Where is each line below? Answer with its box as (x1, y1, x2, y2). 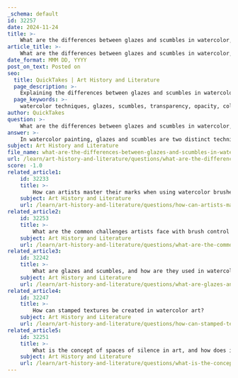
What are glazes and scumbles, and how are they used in (33, 267, 204, 274)
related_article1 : (7, 168, 62, 176)
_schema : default (7, 10, 59, 18)
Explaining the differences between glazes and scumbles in (20, 89, 201, 96)
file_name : (7, 149, 40, 156)
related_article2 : (7, 209, 62, 216)
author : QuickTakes (7, 109, 65, 116)
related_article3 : (7, 248, 62, 255)
